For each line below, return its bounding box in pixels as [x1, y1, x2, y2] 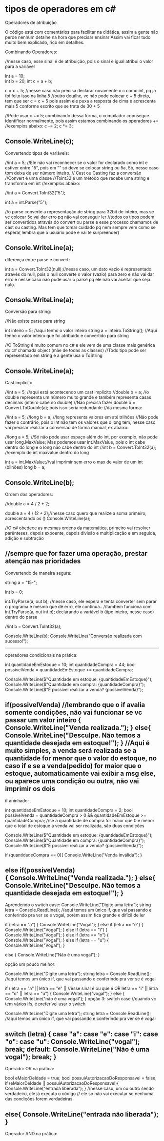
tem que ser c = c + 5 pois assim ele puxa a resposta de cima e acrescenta [5, 98, 156, 104]
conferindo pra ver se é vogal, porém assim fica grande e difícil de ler [5, 912, 145, 918]
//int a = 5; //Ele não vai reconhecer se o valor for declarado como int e [5, 160, 148, 166]
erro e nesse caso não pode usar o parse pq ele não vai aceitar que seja [5, 276, 150, 282]
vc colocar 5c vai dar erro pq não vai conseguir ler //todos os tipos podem [5, 214, 155, 220]
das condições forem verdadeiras [5, 1096, 73, 1102]
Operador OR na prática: [5, 1066, 55, 1072]
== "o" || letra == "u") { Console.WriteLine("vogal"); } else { [5, 991, 125, 996]
